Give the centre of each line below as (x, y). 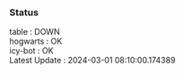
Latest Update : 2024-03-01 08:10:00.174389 (92, 61)
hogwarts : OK (36, 41)
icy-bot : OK (31, 51)
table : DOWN (35, 32)
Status (24, 12)
